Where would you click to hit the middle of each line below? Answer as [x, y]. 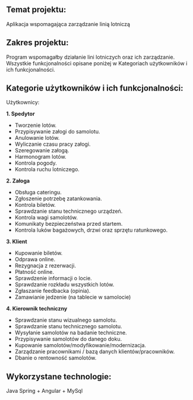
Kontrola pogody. [36, 163]
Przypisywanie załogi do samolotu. [57, 132]
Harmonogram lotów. [40, 157]
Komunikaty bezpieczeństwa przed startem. [69, 224]
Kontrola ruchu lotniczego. [47, 169]
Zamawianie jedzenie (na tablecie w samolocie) [73, 297]
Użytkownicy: [23, 103]
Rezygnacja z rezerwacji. [45, 265]
